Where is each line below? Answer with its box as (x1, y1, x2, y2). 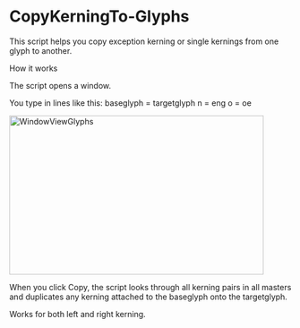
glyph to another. (9, 45, 73, 56)
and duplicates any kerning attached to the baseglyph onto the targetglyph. (9, 291, 288, 302)
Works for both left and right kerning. (9, 308, 146, 319)
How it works (9, 63, 58, 73)
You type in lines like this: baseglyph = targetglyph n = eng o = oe (9, 97, 253, 108)
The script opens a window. (9, 80, 112, 91)
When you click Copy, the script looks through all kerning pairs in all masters (9, 281, 292, 292)
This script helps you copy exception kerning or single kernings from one (9, 36, 279, 47)
